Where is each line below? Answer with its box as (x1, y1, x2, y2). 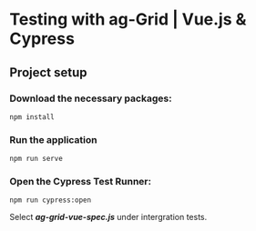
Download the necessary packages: (9, 92, 172, 105)
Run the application (9, 133, 97, 146)
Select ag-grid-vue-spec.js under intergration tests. (9, 212, 208, 223)
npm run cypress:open (9, 196, 92, 205)
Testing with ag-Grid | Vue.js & (9, 9, 247, 30)
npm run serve (9, 155, 64, 164)
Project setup (9, 65, 88, 80)
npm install (9, 112, 55, 122)
